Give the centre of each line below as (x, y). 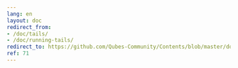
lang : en (20, 14)
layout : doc (24, 21)
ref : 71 (18, 54)
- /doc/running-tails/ (40, 40)
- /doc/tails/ (28, 34)
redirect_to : (26, 47)
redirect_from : (29, 27)
